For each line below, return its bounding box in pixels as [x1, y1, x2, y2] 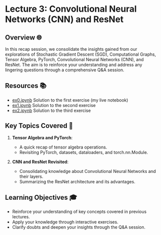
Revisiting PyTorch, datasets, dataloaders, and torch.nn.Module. [19, 149, 148, 155]
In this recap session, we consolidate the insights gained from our [5, 46, 138, 52]
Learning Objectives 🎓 [5, 193, 77, 202]
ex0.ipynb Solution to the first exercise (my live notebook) [12, 97, 128, 103]
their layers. [19, 173, 43, 179]
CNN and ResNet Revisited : [12, 159, 69, 165]
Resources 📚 [5, 82, 47, 90]
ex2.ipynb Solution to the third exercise [12, 107, 91, 113]
